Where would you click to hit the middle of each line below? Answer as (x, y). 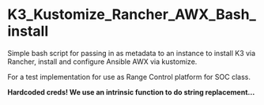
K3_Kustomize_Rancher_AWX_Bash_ (132, 15)
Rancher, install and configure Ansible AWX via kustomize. (102, 62)
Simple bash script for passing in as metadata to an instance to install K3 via (132, 53)
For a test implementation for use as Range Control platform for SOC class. (129, 77)
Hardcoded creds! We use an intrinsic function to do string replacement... (131, 92)
